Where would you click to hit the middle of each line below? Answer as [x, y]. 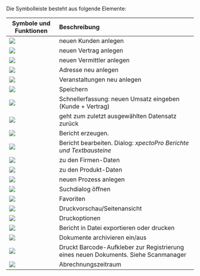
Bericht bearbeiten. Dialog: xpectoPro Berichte [124, 143]
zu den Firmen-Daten [90, 160]
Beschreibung [79, 27]
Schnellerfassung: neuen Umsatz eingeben [119, 99]
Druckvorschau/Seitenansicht [101, 208]
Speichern [74, 89]
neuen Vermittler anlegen [94, 60]
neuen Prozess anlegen [92, 179]
